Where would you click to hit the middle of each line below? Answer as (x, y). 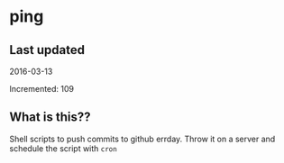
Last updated (47, 50)
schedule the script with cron (63, 148)
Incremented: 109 (42, 89)
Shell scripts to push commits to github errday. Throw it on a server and (142, 139)
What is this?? (50, 118)
